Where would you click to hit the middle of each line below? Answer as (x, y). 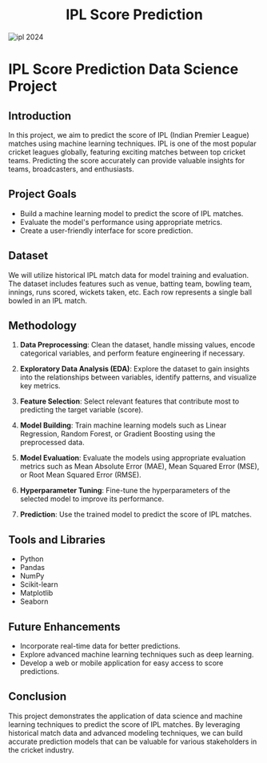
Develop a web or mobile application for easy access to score (122, 663)
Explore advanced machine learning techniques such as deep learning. (137, 655)
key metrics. (40, 386)
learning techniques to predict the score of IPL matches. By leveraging (124, 724)
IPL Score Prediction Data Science (124, 69)
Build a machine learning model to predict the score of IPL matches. (132, 213)
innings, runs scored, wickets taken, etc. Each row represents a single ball (130, 292)
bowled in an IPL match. (48, 300)
